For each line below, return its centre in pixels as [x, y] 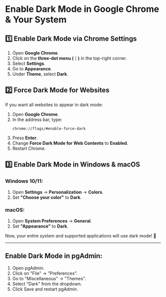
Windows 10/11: [24, 181]
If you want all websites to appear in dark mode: [54, 105]
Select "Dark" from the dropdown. [47, 284]
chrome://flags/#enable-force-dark [49, 128]
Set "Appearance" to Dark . [40, 226]
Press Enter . [25, 138]
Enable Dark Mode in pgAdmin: [54, 256]
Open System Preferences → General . [52, 221]
